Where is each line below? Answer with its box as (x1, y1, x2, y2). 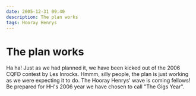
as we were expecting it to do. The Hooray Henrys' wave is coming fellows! (6, 77, 191, 84)
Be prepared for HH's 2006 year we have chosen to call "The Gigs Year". (6, 83, 185, 90)
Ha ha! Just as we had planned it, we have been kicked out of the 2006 (6, 64, 181, 71)
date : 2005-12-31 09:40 (6, 8, 65, 15)
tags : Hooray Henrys (6, 19, 58, 25)
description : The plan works (6, 14, 78, 20)
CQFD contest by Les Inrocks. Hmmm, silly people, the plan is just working (6, 71, 189, 78)
